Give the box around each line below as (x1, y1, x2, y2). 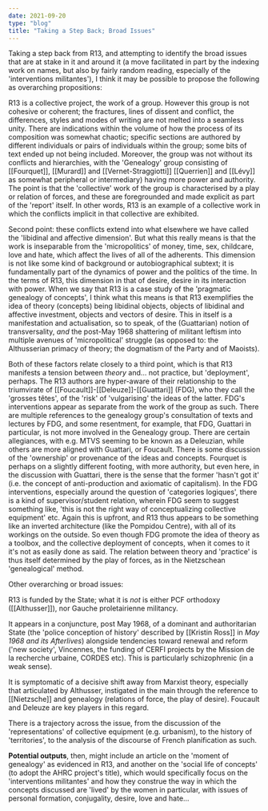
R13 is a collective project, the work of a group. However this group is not (8, 98, 250, 108)
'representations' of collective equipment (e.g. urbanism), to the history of (8, 727, 253, 736)
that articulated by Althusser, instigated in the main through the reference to (8, 686, 258, 695)
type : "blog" (8, 19, 52, 27)
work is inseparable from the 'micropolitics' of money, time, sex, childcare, (8, 241, 254, 251)
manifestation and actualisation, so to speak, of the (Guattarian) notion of (8, 318, 250, 328)
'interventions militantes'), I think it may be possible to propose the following (8, 74, 260, 84)
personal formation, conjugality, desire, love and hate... (8, 793, 190, 803)
